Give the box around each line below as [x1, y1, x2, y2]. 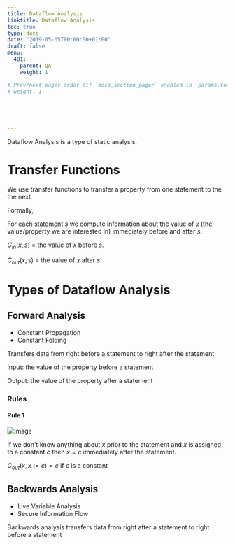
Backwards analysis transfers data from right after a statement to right [7, 522, 210, 531]
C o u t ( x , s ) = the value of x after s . [7, 256, 103, 266]
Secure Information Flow [17, 509, 89, 517]
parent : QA [20, 62, 52, 69]
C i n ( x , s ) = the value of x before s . [7, 241, 104, 250]
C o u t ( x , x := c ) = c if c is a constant [7, 461, 108, 471]
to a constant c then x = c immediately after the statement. [7, 448, 177, 456]
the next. [7, 193, 33, 201]
